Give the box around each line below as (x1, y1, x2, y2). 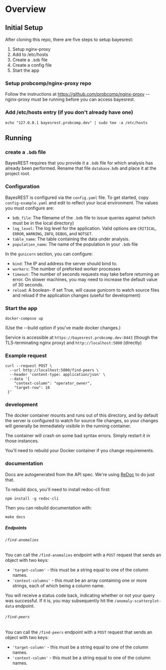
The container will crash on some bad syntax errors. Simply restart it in (5, 433, 151, 439)
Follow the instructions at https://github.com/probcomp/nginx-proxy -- (5, 91, 150, 97)
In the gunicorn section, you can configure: (5, 251, 93, 257)
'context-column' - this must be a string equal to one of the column (12, 655, 151, 661)
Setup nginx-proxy (12, 46, 51, 52)
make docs (5, 514, 26, 519)
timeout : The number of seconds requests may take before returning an (12, 271, 160, 277)
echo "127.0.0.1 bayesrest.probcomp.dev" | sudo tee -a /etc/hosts (5, 120, 148, 125)
